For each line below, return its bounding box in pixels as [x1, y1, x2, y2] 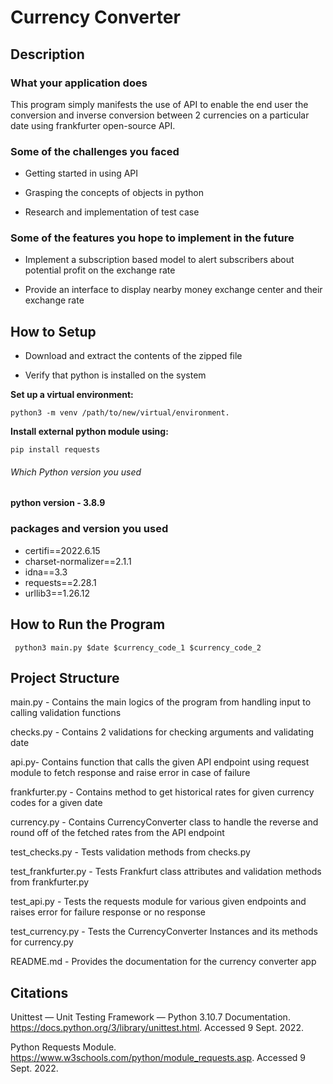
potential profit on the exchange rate [24, 264, 176, 276]
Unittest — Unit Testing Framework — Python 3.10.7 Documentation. [10, 1011, 291, 1023]
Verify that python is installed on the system [24, 369, 207, 381]
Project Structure [10, 669, 120, 686]
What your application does [10, 76, 148, 90]
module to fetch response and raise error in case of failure [10, 767, 251, 779]
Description [10, 46, 85, 63]
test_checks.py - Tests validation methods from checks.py [10, 846, 251, 858]
